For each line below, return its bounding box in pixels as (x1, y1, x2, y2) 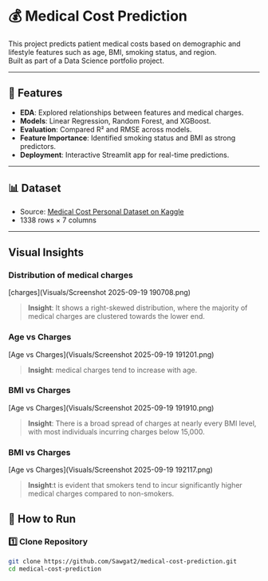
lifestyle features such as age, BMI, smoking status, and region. (8, 47, 217, 57)
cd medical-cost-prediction (8, 564, 102, 573)
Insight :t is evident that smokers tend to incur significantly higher (27, 481, 243, 490)
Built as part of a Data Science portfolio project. (8, 56, 165, 65)
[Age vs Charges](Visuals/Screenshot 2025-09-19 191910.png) (8, 402, 215, 412)
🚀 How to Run (8, 512, 77, 525)
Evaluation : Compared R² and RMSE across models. (19, 124, 192, 134)
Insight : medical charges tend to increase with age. (27, 365, 198, 375)
